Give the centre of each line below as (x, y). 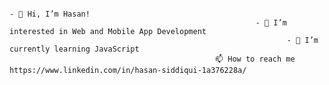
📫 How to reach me (255, 59)
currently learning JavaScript (74, 49)
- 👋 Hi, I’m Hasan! (50, 14)
